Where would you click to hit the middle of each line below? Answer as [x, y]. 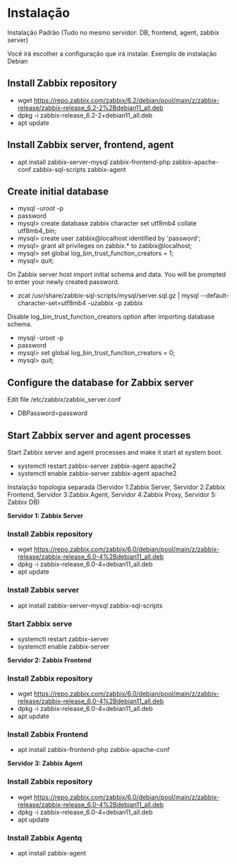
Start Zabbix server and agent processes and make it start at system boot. [115, 452]
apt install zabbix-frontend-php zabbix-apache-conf [94, 750]
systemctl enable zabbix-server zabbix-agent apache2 [97, 473]
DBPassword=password [52, 413]
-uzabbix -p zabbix [115, 303]
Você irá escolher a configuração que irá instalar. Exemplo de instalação [112, 54]
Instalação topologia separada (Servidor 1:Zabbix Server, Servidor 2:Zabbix [116, 487]
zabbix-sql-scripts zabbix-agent [80, 169]
